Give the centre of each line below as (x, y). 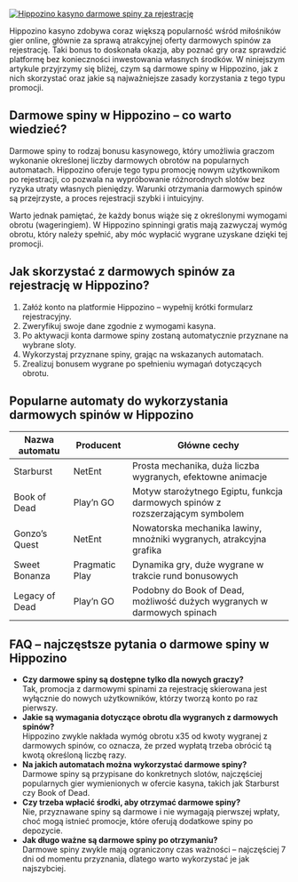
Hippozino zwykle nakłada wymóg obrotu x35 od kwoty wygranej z (145, 736)
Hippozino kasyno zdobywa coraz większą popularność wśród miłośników (145, 31)
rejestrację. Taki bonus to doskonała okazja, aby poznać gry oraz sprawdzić (148, 50)
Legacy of (35, 596)
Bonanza (32, 576)
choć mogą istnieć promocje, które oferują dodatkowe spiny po (137, 822)
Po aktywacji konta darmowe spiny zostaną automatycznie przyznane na (155, 335)
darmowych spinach (175, 613)
